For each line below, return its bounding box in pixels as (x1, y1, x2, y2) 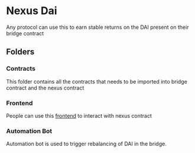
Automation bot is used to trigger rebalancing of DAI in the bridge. (6, 140, 167, 148)
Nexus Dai (6, 4, 57, 18)
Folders (6, 47, 35, 57)
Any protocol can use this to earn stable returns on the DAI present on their (6, 24, 189, 31)
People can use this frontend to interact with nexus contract (6, 112, 152, 119)
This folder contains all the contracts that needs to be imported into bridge (6, 78, 187, 85)
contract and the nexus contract (6, 84, 84, 91)
